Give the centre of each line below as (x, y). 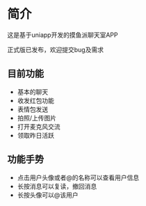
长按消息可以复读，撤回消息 (57, 186)
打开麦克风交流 (39, 127)
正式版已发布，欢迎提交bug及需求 (56, 49)
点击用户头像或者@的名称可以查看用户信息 (78, 177)
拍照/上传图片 (37, 118)
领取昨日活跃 (35, 135)
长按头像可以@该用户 (48, 195)
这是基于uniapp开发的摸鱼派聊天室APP (63, 35)
